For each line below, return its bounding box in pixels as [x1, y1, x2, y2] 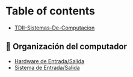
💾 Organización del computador [5, 42, 128, 52]
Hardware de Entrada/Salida [14, 57, 85, 64]
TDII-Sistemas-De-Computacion [14, 24, 95, 31]
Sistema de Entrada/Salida [14, 64, 80, 71]
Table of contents [5, 4, 96, 18]
